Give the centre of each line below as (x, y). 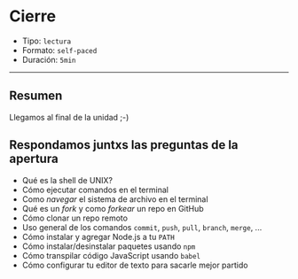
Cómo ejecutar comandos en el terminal (95, 190)
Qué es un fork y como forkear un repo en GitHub (113, 208)
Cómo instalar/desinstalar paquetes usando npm (109, 246)
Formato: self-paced (59, 50)
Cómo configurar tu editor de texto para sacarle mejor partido (135, 265)
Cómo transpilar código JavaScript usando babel (111, 255)
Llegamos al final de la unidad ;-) (69, 117)
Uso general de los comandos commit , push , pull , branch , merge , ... (142, 227)
